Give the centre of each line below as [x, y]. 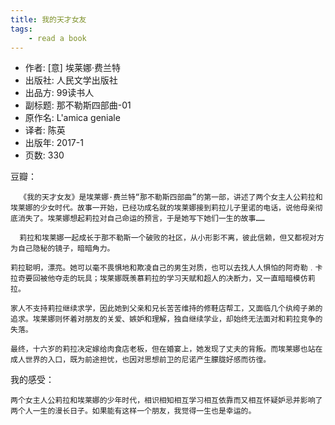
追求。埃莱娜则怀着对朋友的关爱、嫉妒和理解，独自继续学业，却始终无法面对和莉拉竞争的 [166, 319]
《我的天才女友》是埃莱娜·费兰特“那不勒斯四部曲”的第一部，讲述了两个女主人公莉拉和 [171, 197]
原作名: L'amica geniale [72, 118]
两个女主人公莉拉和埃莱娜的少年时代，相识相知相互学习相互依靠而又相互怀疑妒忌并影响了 [166, 401]
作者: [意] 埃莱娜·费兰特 [72, 68]
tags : [21, 29]
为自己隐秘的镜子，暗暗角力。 [62, 249]
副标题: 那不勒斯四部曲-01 [78, 105]
